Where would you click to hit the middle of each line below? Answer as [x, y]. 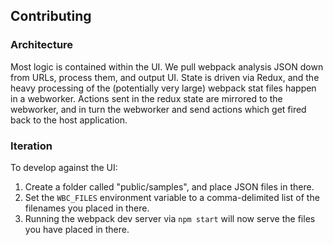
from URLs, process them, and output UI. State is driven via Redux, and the [165, 77]
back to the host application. [69, 120]
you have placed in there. [77, 229]
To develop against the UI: [64, 167]
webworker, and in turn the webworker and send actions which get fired [158, 109]
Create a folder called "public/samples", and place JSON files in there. [169, 186]
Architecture [42, 45]
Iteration [31, 146]
